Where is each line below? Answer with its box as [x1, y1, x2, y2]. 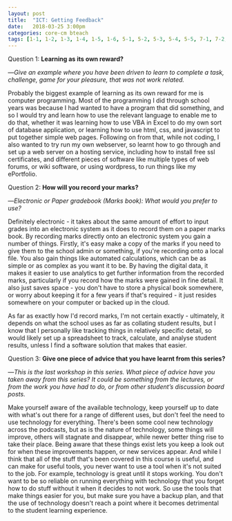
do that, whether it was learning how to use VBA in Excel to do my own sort [8, 118, 222, 127]
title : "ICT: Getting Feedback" [8, 17, 104, 24]
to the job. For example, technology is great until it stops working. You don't [8, 470, 223, 478]
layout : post [8, 10, 46, 17]
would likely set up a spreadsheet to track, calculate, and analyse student [8, 333, 217, 342]
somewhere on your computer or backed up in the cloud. [8, 298, 170, 307]
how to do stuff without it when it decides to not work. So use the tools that [8, 484, 222, 493]
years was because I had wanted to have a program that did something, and [8, 104, 224, 112]
